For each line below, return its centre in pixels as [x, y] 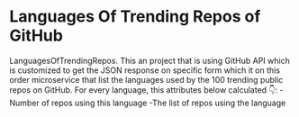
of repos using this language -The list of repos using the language [164, 103]
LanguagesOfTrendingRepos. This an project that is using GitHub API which [149, 60]
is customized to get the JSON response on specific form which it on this [145, 70]
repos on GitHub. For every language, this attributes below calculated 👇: [144, 90]
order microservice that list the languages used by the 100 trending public [146, 79]
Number [25, 103]
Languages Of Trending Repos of [135, 17]
